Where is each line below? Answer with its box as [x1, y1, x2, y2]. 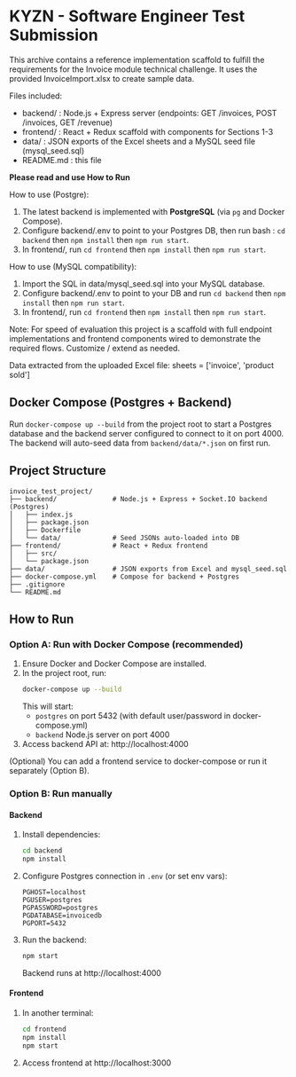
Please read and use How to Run [9, 171, 130, 183]
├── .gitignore [9, 579, 66, 589]
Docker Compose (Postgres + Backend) [9, 395, 232, 410]
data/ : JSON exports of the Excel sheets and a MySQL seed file [21, 136, 255, 146]
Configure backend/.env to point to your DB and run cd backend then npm [21, 287, 286, 298]
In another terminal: [21, 1008, 94, 1018]
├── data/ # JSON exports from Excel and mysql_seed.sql [9, 564, 288, 573]
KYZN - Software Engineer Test [9, 6, 245, 27]
